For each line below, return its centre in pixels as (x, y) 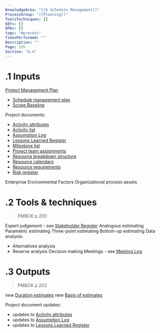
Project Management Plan (32, 90)
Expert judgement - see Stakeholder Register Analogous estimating (74, 226)
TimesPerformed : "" (25, 38)
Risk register (25, 172)
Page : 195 (15, 47)
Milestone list (26, 146)
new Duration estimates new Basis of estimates (54, 295)
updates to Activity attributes (42, 314)
